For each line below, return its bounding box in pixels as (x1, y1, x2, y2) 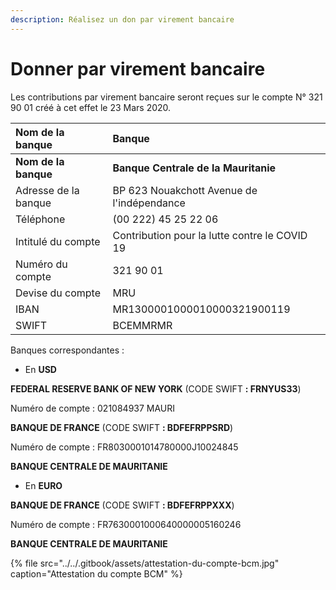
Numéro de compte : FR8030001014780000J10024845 (10, 441, 239, 453)
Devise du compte (15, 286, 102, 300)
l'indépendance (112, 196, 186, 210)
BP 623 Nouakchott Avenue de (112, 183, 258, 197)
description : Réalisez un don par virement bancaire (10, 14, 235, 25)
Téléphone (15, 212, 66, 226)
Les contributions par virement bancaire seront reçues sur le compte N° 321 (10, 91, 323, 103)
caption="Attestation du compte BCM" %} (10, 567, 183, 580)
